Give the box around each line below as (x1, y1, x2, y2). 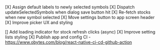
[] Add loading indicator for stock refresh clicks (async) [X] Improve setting (5, 29, 156, 34)
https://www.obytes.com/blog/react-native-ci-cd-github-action (5, 39, 132, 45)
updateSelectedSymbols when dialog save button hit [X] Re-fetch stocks (5, 9, 151, 15)
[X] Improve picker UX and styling (5, 19, 73, 25)
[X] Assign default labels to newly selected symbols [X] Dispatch (5, 4, 135, 10)
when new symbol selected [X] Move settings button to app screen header (5, 15, 155, 20)
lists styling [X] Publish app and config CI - (5, 34, 91, 40)
